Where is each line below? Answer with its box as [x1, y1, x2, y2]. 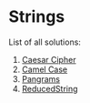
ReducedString [21, 83, 78, 94]
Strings [8, 6, 65, 27]
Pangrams [21, 73, 61, 84]
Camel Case [21, 64, 68, 75]
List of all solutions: [8, 36, 81, 47]
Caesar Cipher [21, 54, 76, 65]
